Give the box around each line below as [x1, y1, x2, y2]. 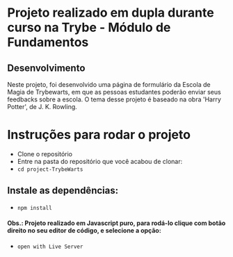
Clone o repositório [17, 149, 73, 158]
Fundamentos [7, 35, 89, 50]
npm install [17, 204, 52, 211]
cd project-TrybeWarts [17, 165, 83, 173]
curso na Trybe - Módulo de [7, 19, 171, 35]
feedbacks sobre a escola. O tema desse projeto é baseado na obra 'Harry [7, 95, 221, 103]
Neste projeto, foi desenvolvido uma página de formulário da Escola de [7, 81, 211, 88]
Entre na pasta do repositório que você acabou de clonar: [17, 157, 183, 165]
